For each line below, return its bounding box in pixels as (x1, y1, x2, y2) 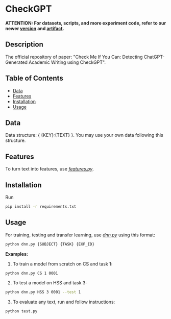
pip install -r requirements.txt (5, 204, 77, 209)
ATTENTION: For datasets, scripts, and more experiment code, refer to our (5, 20, 166, 26)
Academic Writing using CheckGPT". (29, 59, 106, 65)
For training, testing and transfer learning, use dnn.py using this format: (5, 232, 156, 238)
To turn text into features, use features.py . (5, 166, 94, 172)
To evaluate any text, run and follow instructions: (12, 299, 115, 305)
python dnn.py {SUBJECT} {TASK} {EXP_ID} (5, 241, 95, 247)
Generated (5, 59, 28, 65)
